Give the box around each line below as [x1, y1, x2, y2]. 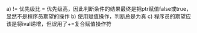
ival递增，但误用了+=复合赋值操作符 [22, 20, 111, 27]
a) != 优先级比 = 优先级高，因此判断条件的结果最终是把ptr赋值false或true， [6, 5, 192, 12]
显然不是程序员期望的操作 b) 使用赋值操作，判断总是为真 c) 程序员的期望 [6, 13, 186, 20]
